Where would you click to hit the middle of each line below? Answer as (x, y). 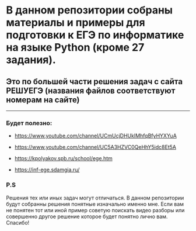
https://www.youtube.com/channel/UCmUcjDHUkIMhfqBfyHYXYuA (95, 136)
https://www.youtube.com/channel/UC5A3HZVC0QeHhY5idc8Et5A (95, 147)
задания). (31, 60)
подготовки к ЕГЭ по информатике (95, 35)
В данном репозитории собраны (90, 10)
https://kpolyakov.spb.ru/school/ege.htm (63, 158)
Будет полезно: (29, 123)
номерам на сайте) (43, 100)
